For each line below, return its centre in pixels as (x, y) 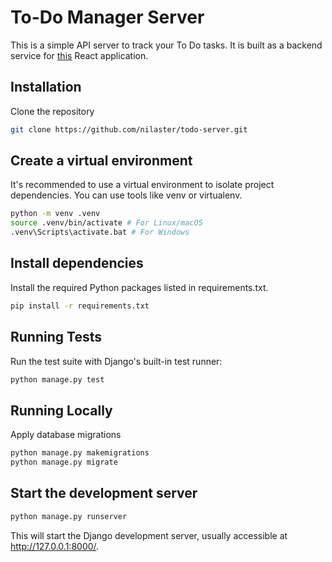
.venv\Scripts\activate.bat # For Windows (100, 232)
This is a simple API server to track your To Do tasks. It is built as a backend (166, 45)
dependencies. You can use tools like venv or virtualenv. (126, 195)
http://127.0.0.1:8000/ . (55, 546)
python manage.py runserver (69, 516)
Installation (46, 87)
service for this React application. (79, 55)
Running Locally (61, 410)
